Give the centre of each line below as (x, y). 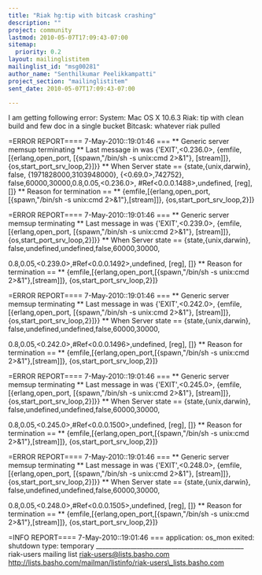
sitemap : (22, 45)
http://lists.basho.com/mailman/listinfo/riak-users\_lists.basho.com (116, 562)
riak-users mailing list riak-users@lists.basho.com (89, 555)
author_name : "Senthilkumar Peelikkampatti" (82, 74)
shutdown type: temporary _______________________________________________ (126, 546)
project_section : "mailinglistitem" (68, 81)
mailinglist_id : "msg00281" (54, 67)
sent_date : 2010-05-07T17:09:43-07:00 (72, 88)
